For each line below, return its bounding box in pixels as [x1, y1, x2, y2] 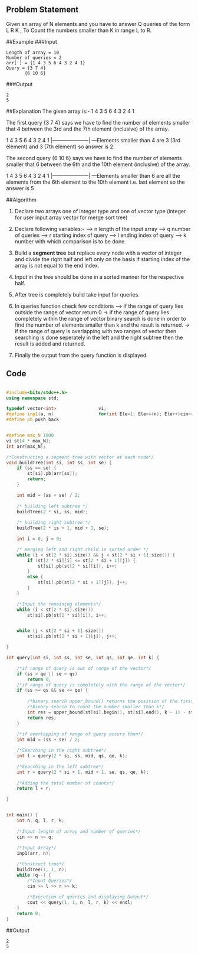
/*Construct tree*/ [16, 861, 65, 867]
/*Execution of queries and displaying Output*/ [27, 894, 149, 900]
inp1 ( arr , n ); [16, 851, 51, 857]
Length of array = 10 [6, 50, 60, 56]
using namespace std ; [6, 395, 60, 401]
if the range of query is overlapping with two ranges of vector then [14, 327, 177, 334]
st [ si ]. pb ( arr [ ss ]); [27, 471, 78, 477]
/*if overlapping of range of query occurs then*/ [16, 731, 144, 737]
